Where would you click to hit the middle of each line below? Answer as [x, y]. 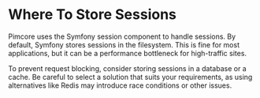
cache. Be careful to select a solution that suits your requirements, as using [130, 77]
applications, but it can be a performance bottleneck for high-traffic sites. [127, 53]
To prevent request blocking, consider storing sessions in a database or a [127, 68]
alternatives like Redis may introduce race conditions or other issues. [120, 85]
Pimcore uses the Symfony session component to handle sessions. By [122, 36]
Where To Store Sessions [93, 15]
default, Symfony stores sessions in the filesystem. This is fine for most [124, 44]
